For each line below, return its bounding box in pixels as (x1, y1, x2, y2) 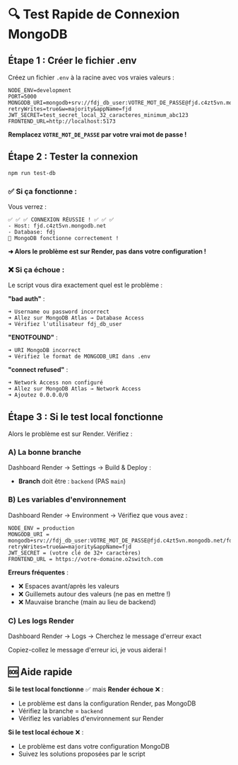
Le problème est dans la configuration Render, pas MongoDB (18, 699, 196, 708)
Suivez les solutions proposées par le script (18, 749, 145, 758)
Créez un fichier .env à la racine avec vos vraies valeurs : (8, 73, 175, 81)
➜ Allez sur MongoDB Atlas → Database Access (8, 314, 144, 322)
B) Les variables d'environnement (8, 494, 126, 504)
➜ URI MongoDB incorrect (8, 347, 81, 354)
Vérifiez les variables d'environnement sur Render (18, 714, 165, 722)
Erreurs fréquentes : (8, 568, 69, 577)
